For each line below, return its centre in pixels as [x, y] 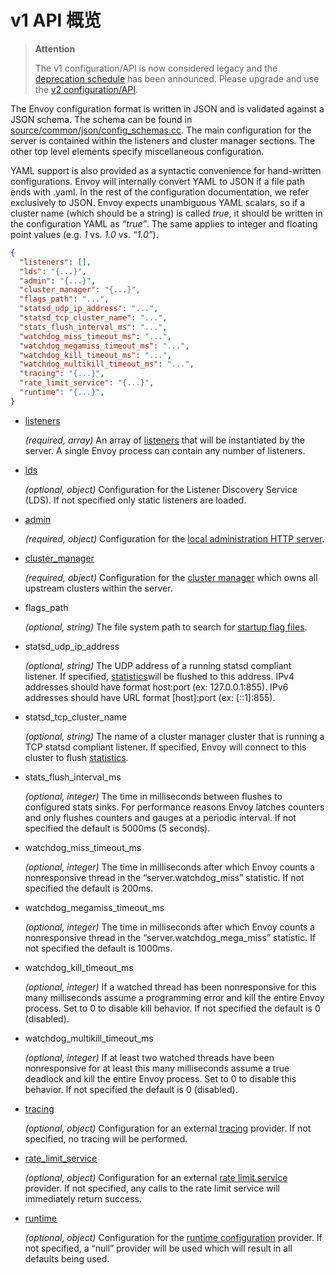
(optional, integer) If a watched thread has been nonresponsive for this [170, 987]
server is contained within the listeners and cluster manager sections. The [163, 140]
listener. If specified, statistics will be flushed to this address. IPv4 [159, 676]
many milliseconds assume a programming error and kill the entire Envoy [174, 997]
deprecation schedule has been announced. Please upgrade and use [177, 78]
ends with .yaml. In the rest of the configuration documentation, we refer [160, 192]
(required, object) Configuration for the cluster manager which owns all [171, 577]
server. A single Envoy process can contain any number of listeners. [165, 450]
